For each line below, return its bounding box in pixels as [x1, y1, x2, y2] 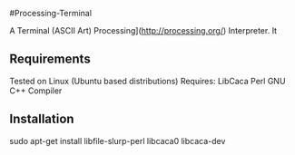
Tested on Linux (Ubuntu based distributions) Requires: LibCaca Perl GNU [9, 75, 286, 86]
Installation [9, 111, 74, 127]
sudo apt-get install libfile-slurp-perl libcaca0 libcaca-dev [9, 135, 226, 146]
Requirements [9, 52, 91, 67]
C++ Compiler [9, 85, 63, 96]
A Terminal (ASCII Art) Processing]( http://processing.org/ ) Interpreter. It [9, 25, 278, 35]
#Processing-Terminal [9, 8, 93, 18]
